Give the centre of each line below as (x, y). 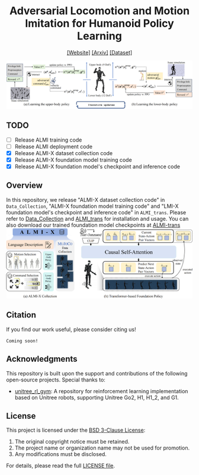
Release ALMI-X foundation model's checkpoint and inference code (97, 166)
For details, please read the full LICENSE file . (61, 466)
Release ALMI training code (48, 140)
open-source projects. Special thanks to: (56, 380)
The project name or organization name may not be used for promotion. (102, 448)
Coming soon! (22, 341)
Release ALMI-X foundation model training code (73, 160)
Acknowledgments (42, 359)
